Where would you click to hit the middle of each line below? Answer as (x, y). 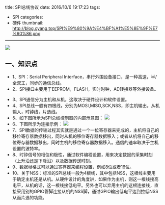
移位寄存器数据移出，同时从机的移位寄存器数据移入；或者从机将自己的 (83, 136)
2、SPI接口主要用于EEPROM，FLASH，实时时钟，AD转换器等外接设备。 (85, 89)
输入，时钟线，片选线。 (36, 111)
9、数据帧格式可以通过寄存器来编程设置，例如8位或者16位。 (73, 167)
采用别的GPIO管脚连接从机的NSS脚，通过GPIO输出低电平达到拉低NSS (87, 191)
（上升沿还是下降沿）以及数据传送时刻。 (53, 160)
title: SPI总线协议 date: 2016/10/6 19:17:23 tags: (53, 7)
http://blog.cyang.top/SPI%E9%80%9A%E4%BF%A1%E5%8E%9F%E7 (85, 28)
